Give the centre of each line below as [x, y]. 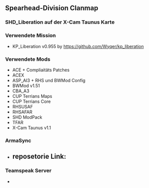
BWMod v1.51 [26, 86]
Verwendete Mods [28, 59]
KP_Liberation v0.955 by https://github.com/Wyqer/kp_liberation [78, 46]
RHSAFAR [22, 112]
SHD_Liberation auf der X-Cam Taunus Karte [60, 22]
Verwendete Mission [30, 36]
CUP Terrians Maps [32, 96]
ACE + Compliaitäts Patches [41, 70]
